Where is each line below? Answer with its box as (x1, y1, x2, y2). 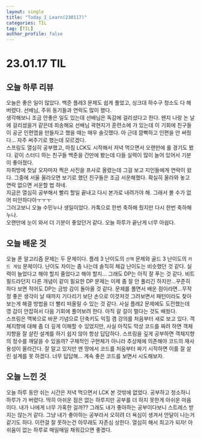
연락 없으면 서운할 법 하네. (6, 181, 67, 189)
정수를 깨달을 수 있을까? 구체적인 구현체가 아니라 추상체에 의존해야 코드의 (12, 337, 184, 344)
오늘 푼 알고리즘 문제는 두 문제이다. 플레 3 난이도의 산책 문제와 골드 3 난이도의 (6, 255, 187, 262)
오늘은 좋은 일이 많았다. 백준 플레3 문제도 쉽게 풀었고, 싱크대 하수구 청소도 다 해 (6, 99, 191, 107)
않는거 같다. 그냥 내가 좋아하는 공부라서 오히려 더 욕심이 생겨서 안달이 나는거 (17, 411, 195, 418)
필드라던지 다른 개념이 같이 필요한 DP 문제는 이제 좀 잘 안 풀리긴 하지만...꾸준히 (6, 277, 191, 284)
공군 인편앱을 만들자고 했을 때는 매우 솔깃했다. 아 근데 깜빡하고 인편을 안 (12, 129, 181, 137)
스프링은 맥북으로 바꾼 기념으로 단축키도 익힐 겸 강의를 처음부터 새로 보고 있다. (6, 315, 189, 322)
